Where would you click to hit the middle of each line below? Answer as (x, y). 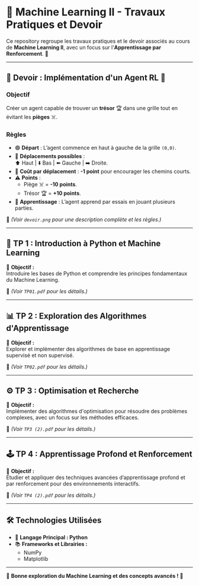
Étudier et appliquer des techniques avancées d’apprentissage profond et (96, 478)
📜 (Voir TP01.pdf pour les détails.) (47, 291)
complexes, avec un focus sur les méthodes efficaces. (73, 417)
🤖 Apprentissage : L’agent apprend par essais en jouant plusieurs (95, 201)
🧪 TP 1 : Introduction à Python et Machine (84, 244)
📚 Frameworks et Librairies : (51, 544)
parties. (24, 208)
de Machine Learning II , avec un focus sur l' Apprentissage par (84, 47)
